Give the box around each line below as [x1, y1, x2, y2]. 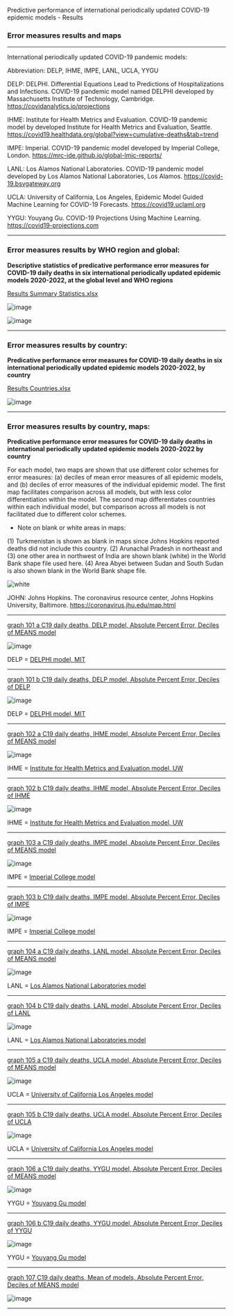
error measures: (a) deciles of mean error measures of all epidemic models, [7, 473, 223, 482]
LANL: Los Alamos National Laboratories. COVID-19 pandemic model [7, 165, 204, 173]
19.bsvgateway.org [7, 180, 61, 188]
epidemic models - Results [7, 13, 83, 22]
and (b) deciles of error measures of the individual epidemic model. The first [7, 480, 225, 489]
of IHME [7, 791, 31, 800]
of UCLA [7, 1118, 32, 1126]
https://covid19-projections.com [7, 221, 99, 230]
